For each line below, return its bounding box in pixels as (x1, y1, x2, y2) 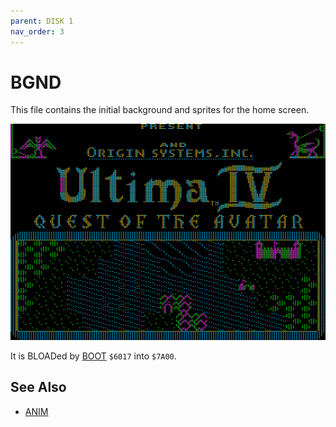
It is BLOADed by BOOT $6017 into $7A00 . (10, 350, 177, 362)
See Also (10, 379, 67, 396)
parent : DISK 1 (10, 16, 74, 26)
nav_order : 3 (10, 26, 65, 37)
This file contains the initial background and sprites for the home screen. (10, 104, 310, 116)
